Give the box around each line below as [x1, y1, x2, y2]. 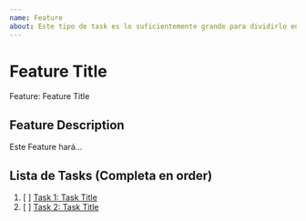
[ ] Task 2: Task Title [22, 202, 99, 213]
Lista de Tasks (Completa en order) [9, 167, 212, 183]
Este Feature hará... [9, 142, 83, 153]
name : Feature [9, 13, 64, 23]
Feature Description [9, 117, 125, 133]
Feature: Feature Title [9, 91, 90, 102]
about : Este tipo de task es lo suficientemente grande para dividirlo [9, 22, 287, 31]
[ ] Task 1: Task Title [22, 192, 97, 203]
